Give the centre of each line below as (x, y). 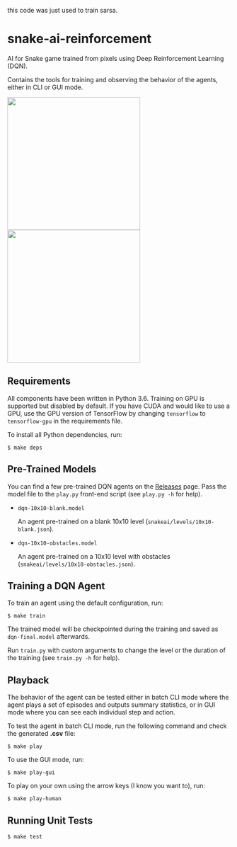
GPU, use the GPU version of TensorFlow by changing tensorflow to (107, 413)
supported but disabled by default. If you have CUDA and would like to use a (118, 406)
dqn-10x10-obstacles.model (57, 543)
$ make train (27, 616)
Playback (28, 680)
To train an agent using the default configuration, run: (85, 603)
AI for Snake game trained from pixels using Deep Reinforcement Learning (116, 58)
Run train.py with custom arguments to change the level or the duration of (117, 650)
